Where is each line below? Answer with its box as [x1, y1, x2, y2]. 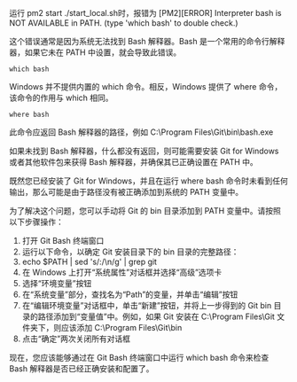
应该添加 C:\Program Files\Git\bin [60, 323, 183, 332]
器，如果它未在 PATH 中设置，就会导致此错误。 [9, 47, 182, 58]
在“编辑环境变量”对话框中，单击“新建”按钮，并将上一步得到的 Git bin [21, 300, 272, 310]
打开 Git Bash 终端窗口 [21, 236, 105, 246]
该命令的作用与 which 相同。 [9, 92, 113, 103]
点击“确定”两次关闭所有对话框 [21, 333, 131, 344]
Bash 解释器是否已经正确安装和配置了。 [9, 363, 154, 374]
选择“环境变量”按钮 [21, 278, 92, 288]
